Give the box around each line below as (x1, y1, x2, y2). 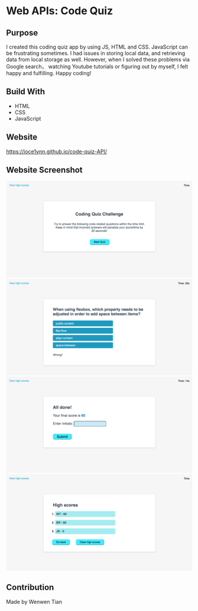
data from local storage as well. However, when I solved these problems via (6, 56, 190, 63)
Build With (6, 87, 46, 97)
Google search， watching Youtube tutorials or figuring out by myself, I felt (6, 63, 189, 70)
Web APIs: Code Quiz (6, 4, 113, 18)
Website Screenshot (6, 165, 83, 175)
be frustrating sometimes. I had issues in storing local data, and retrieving (6, 50, 186, 57)
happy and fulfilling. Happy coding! (6, 70, 92, 76)
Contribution (6, 583, 54, 593)
